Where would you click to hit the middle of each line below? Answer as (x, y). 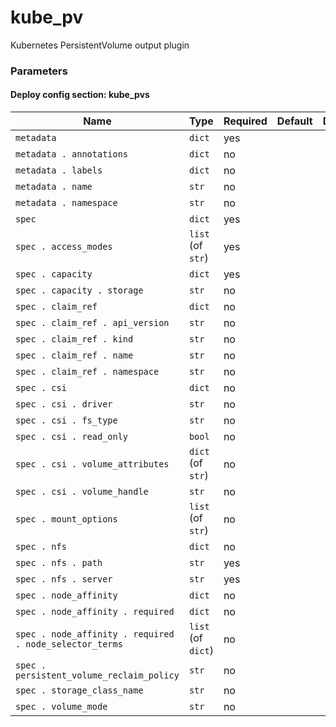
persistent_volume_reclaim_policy (97, 675)
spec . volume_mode (61, 707)
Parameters (39, 71)
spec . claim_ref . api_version (92, 323)
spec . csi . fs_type (66, 420)
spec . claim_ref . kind (74, 339)
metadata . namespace (66, 203)
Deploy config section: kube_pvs (80, 95)
